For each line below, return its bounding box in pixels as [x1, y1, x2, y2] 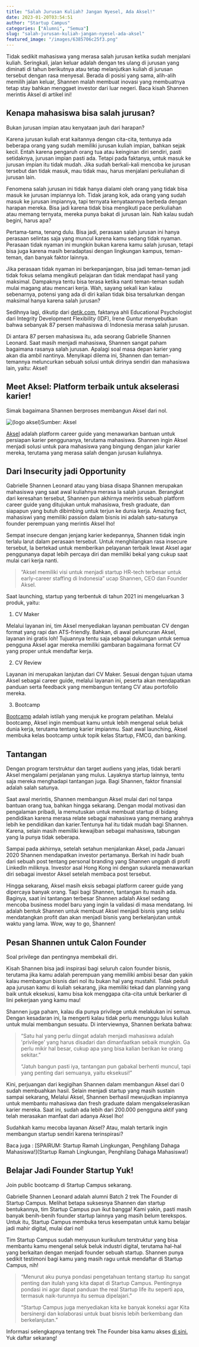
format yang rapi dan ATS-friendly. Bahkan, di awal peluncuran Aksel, [6, 629, 177, 636]
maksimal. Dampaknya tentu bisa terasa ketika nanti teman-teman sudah [6, 278, 184, 285]
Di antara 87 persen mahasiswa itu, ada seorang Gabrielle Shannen [6, 332, 171, 340]
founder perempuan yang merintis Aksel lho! [6, 520, 115, 527]
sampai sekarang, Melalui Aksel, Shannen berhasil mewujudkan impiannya [6, 1093, 188, 1101]
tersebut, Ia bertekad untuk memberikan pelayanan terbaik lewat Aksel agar [6, 544, 192, 552]
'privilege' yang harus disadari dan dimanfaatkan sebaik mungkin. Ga [20, 1039, 190, 1046]
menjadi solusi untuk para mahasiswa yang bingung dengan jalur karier [6, 443, 181, 450]
